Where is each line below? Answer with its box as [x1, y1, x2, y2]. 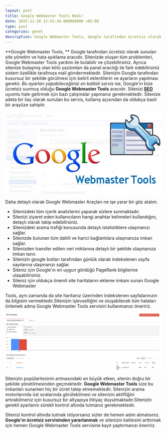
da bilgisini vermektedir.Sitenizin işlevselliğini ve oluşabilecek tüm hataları [5, 298, 156, 304]
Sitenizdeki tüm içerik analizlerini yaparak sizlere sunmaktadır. [12, 208, 141, 214]
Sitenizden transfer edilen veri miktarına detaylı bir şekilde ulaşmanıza [12, 245, 156, 252]
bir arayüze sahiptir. [5, 102, 46, 107]
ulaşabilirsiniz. [12, 272, 42, 278]
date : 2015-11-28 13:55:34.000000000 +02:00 [5, 18, 99, 23]
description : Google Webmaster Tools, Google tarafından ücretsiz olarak [5, 34, 162, 39]
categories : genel [5, 29, 43, 34]
